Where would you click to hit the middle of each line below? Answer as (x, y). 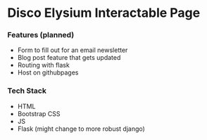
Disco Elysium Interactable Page (104, 13)
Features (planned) (41, 35)
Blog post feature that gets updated (69, 58)
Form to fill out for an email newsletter (73, 50)
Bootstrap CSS (39, 113)
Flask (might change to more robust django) (81, 129)
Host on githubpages (48, 72)
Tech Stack (27, 91)
